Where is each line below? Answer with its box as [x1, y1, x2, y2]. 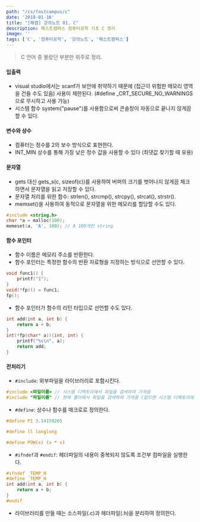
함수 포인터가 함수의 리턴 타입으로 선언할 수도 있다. [14, 304, 133, 311]
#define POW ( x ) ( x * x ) [6, 439, 65, 445]
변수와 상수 [6, 127, 32, 134]
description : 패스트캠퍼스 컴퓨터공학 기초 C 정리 [6, 25, 115, 32]
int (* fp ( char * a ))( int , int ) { [6, 333, 84, 339]
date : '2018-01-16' [6, 14, 55, 20]
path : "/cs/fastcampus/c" [6, 8, 70, 15]
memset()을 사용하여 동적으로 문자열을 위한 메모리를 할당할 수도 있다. [14, 200, 177, 207]
